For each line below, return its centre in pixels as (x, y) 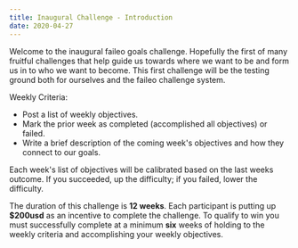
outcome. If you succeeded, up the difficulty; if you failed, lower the (133, 178)
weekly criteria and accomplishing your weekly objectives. (117, 234)
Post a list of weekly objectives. (80, 114)
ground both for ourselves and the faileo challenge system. (117, 79)
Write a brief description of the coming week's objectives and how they (153, 143)
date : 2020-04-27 (41, 26)
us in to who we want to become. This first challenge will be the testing (139, 70)
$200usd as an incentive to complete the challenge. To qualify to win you (145, 215)
